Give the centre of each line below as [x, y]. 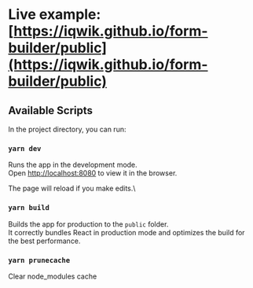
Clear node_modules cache [53, 276]
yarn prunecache [39, 260]
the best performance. [44, 241]
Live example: [55, 15]
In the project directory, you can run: [67, 129]
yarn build [29, 208]
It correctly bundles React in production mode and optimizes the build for [126, 232]
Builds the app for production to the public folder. [88, 224]
